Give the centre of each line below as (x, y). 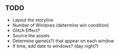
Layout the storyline (33, 20)
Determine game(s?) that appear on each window (63, 41)
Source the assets (31, 35)
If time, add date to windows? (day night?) (55, 46)
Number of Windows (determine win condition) (60, 25)
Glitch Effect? (26, 30)
